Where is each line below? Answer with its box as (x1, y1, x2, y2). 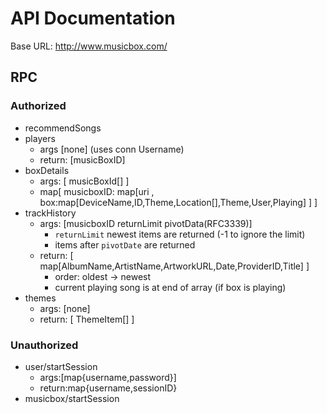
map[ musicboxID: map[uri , (39, 185, 155, 197)
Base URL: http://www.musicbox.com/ (10, 40, 168, 52)
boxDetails (24, 164, 70, 176)
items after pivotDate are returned (54, 238, 196, 251)
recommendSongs (24, 122, 102, 134)
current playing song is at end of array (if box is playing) (54, 281, 287, 293)
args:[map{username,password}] (39, 371, 177, 383)
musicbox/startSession (24, 392, 120, 404)
